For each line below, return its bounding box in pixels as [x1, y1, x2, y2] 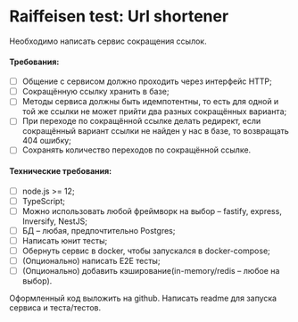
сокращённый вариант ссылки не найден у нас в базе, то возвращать [21, 126, 290, 136]
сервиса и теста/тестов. [9, 302, 102, 313]
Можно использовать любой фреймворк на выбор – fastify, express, [21, 205, 283, 216]
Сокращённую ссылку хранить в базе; [21, 87, 170, 97]
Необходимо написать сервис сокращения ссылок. [9, 36, 207, 46]
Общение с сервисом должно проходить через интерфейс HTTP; [21, 76, 272, 87]
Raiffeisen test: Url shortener [9, 6, 229, 27]
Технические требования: [9, 166, 112, 177]
